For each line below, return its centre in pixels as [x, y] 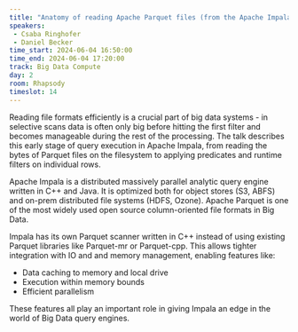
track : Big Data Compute [55, 67]
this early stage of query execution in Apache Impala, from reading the [138, 145]
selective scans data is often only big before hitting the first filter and [135, 126]
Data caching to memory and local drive [95, 273]
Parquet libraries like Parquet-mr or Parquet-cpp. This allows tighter [133, 246]
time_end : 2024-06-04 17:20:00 [67, 59]
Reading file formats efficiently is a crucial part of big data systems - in [139, 117]
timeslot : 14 [33, 91]
